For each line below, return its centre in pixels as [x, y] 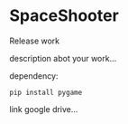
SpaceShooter [64, 16]
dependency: [34, 76]
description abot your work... [63, 58]
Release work [35, 41]
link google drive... [44, 109]
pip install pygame [46, 92]
